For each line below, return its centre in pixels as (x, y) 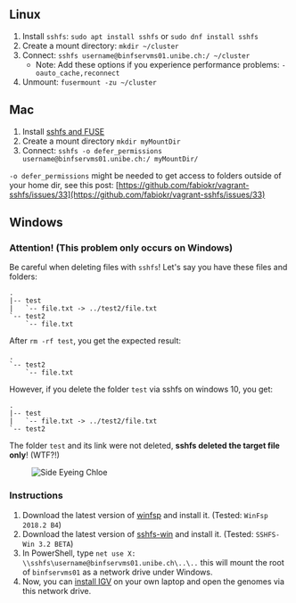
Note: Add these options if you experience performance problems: (157, 64)
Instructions (37, 496)
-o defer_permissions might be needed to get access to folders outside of (146, 175)
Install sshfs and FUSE (63, 131)
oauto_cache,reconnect (78, 73)
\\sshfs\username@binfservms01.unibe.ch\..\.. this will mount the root (153, 562)
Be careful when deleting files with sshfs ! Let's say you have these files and (148, 268)
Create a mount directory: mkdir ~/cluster (101, 45)
